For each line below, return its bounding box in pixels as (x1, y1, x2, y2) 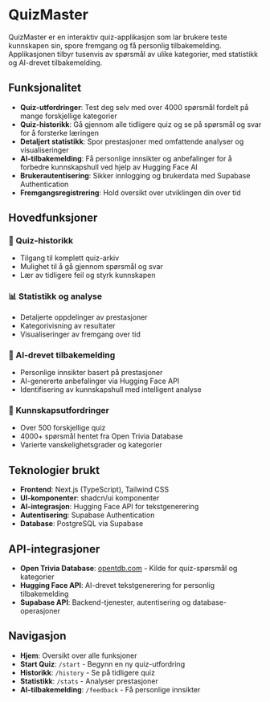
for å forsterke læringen (19, 128, 99, 137)
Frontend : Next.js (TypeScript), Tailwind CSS (19, 484, 170, 495)
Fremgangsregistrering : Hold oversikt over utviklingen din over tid (19, 187, 241, 198)
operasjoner (19, 606, 60, 615)
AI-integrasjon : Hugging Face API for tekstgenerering (19, 502, 199, 512)
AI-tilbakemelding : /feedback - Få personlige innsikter (19, 684, 201, 694)
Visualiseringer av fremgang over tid (19, 329, 141, 339)
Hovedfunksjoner (8, 211, 98, 225)
